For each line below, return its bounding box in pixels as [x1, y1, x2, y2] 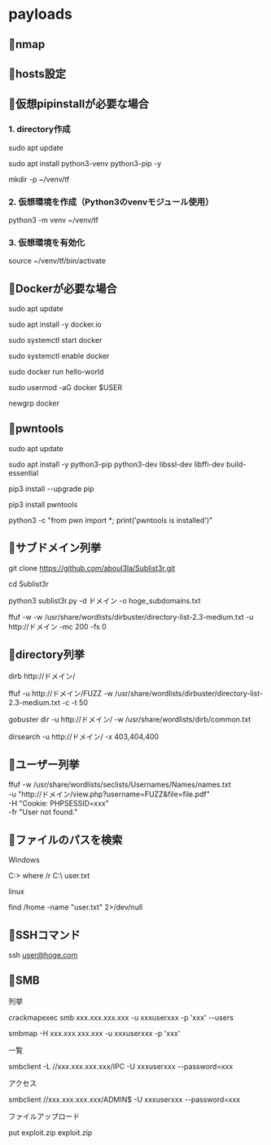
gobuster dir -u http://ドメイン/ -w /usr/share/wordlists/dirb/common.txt [8, 714, 251, 724]
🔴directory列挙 [8, 648, 85, 662]
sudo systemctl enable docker [8, 351, 110, 361]
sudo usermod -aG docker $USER [8, 383, 123, 393]
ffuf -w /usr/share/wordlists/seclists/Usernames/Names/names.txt [8, 779, 232, 790]
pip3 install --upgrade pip [8, 484, 95, 494]
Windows [8, 855, 41, 865]
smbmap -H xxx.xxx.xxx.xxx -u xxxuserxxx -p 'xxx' [8, 1028, 181, 1038]
